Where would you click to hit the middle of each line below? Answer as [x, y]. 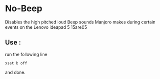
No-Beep [24, 9]
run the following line [26, 54]
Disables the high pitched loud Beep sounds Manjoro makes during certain [80, 22]
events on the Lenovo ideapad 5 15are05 [46, 27]
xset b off [16, 63]
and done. [15, 72]
